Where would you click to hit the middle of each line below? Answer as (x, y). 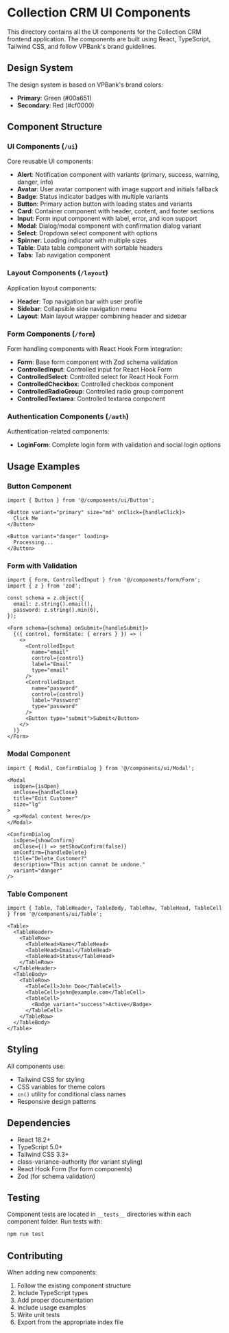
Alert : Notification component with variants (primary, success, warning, (118, 175)
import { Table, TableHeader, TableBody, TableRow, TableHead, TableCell (115, 908)
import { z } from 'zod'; (44, 586)
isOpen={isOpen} (36, 786)
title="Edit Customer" (46, 798)
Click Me (26, 519)
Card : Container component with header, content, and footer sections (116, 211)
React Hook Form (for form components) (74, 1169)
